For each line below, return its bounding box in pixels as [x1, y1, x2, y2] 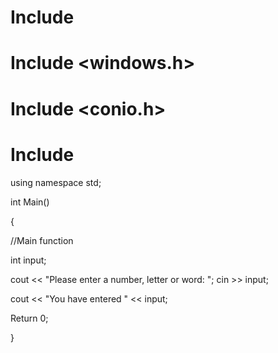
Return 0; [10, 312, 49, 324]
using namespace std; [10, 176, 102, 188]
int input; [10, 254, 47, 266]
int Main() [10, 196, 50, 208]
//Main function [10, 234, 74, 246]
